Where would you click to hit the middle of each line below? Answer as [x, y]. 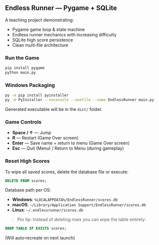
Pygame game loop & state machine [48, 29]
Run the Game [22, 57]
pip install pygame [25, 68]
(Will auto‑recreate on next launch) [40, 238]
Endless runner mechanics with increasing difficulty [64, 34]
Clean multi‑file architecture [40, 45]
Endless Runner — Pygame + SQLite [61, 8]
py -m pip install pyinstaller [37, 95]
